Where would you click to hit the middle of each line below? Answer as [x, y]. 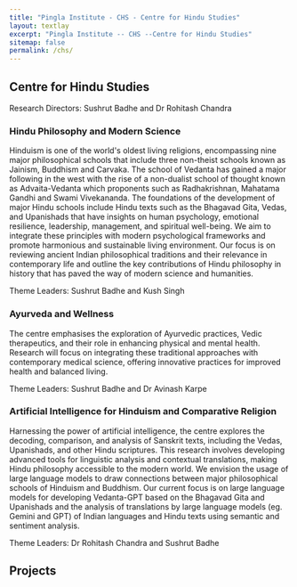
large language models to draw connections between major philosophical [144, 478]
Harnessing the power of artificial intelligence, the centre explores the [137, 431]
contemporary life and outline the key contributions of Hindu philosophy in [145, 265]
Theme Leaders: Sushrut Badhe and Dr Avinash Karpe [108, 388]
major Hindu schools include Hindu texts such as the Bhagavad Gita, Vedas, [148, 208]
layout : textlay [39, 26]
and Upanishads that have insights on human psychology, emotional [134, 217]
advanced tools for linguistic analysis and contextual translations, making [143, 459]
